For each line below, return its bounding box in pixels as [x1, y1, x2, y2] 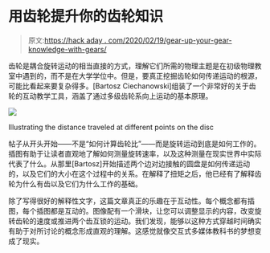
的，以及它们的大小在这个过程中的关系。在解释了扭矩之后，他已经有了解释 [8, 169, 255, 178]
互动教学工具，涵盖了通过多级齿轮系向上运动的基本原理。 [22, 91, 213, 100]
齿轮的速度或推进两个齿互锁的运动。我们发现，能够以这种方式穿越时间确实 [14, 216, 262, 226]
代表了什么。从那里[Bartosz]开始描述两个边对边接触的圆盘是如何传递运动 [8, 158, 251, 169]
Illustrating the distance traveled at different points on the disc [8, 122, 215, 132]
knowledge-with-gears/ [27, 44, 107, 54]
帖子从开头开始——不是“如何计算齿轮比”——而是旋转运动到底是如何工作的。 [8, 138, 261, 149]
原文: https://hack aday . [27, 35, 107, 45]
